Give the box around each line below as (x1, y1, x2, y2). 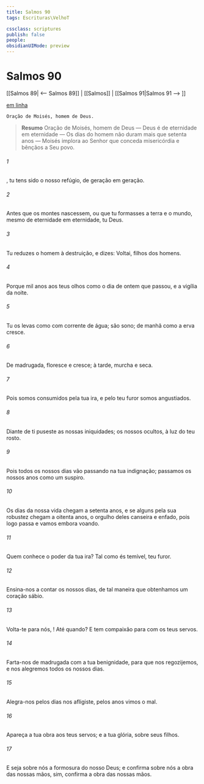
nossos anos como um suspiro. (6, 474, 85, 481)
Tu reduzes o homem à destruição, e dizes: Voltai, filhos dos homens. (6, 249, 181, 256)
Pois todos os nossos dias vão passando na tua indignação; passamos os (6, 467, 192, 474)
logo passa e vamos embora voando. (6, 520, 100, 527)
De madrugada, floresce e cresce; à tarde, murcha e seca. (6, 361, 153, 369)
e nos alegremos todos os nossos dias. (6, 665, 105, 672)
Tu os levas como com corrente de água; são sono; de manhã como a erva (6, 321, 195, 329)
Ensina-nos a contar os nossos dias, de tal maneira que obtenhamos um (6, 586, 188, 593)
